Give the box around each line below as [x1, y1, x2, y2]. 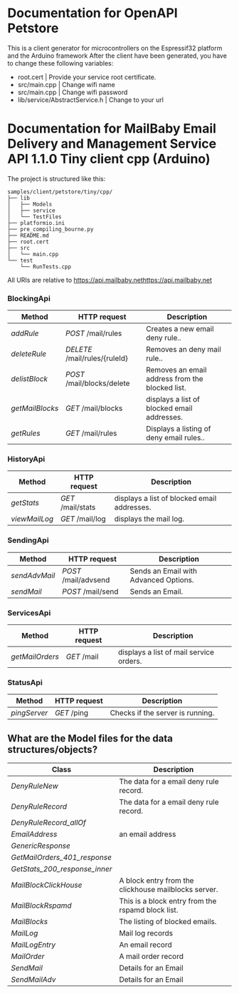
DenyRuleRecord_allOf [11, 818, 87, 828]
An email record [119, 940, 172, 950]
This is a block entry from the [119, 896, 217, 906]
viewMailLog [11, 514, 54, 524]
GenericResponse [11, 841, 71, 851]
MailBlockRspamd [11, 901, 73, 911]
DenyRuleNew [11, 781, 58, 791]
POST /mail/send [61, 587, 119, 597]
